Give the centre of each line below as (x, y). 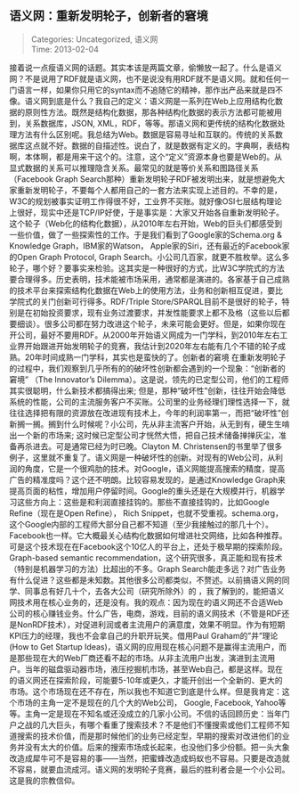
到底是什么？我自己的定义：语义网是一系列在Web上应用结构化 (162, 101)
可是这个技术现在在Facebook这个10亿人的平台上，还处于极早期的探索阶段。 (148, 546)
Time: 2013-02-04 (65, 49)
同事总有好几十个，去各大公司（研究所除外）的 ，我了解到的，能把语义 (154, 591)
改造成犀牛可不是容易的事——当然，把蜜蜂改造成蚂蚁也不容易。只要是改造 (145, 758)
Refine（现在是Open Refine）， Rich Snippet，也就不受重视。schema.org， (146, 513)
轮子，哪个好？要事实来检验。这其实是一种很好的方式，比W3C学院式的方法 (147, 268)
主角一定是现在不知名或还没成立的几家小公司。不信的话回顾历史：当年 (153, 713)
